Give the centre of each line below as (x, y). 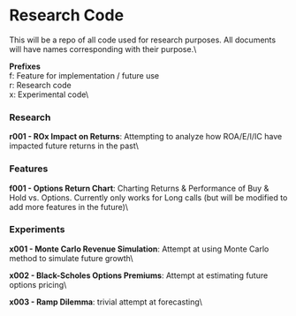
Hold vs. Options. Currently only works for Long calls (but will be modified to (148, 197)
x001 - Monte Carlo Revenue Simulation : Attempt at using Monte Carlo (139, 249)
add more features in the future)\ (69, 207)
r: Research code (41, 85)
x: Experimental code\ (49, 94)
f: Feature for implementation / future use (84, 75)
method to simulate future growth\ (71, 258)
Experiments (37, 229)
